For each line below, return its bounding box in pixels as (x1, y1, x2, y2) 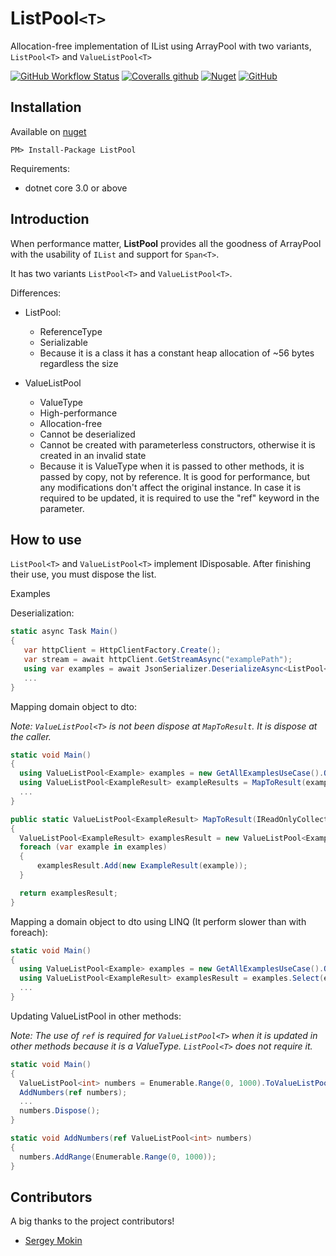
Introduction (10, 211, 90, 228)
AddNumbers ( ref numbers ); (19, 1087, 128, 1097)
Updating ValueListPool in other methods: (10, 1010, 182, 1022)
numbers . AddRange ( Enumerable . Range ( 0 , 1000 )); (19, 1152, 217, 1162)
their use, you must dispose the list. (10, 568, 157, 581)
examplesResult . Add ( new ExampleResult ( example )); (36, 861, 248, 871)
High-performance (39, 407, 118, 419)
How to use (10, 531, 82, 548)
